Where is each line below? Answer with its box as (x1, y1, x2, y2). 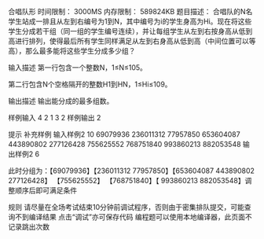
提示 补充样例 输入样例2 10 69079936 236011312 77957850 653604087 (8, 130, 241, 139)
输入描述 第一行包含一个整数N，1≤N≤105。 (8, 63, 148, 72)
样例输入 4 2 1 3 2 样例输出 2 (8, 113, 101, 122)
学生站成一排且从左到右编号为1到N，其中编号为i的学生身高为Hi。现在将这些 (8, 17, 252, 26)
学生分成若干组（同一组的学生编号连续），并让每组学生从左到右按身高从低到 (8, 27, 253, 35)
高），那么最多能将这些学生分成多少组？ (8, 46, 136, 55)
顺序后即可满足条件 (14, 186, 77, 195)
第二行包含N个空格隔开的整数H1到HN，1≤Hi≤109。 (8, 79, 172, 89)
